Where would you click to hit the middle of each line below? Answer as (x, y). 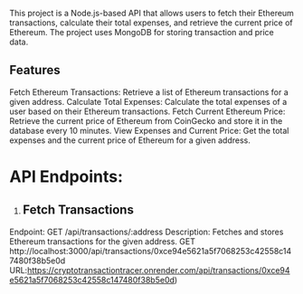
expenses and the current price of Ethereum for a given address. (130, 140)
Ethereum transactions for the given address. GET (103, 241)
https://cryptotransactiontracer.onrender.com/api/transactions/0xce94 (159, 270)
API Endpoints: (66, 176)
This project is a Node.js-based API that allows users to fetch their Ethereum (151, 13)
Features (35, 70)
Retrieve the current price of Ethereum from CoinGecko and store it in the (146, 120)
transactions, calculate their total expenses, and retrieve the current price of (151, 23)
